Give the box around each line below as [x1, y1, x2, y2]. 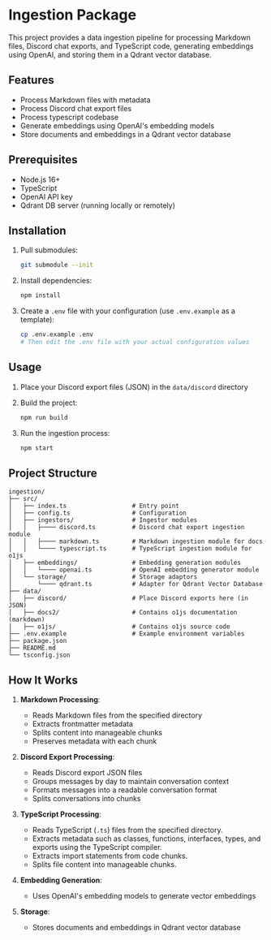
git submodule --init [19, 261, 93, 269]
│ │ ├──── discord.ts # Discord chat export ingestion [8, 524, 245, 532]
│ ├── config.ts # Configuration [8, 509, 187, 517]
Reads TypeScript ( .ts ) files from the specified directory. [32, 826, 223, 835]
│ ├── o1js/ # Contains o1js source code [8, 623, 230, 631]
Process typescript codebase [19, 112, 119, 122]
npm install [19, 291, 61, 300]
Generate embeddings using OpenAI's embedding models [19, 120, 215, 131]
